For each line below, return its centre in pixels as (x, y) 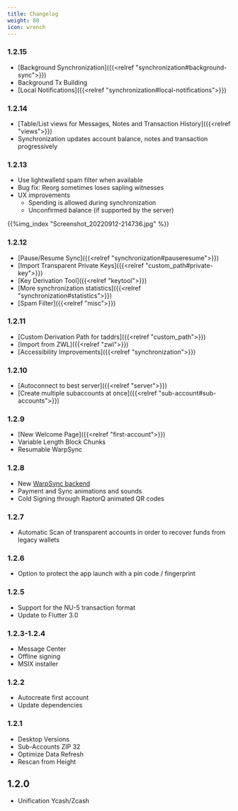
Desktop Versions (43, 739)
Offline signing (39, 656)
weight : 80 (23, 21)
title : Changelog (33, 14)
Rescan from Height (47, 761)
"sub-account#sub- (187, 393)
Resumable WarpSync (50, 449)
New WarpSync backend (54, 483)
